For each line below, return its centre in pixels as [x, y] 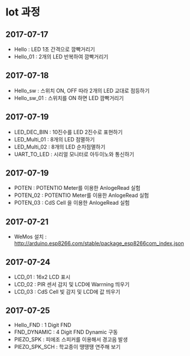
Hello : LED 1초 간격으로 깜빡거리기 [55, 49]
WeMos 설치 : [30, 237]
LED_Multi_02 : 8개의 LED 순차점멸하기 [60, 147]
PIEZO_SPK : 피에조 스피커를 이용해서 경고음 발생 [71, 339]
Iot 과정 [23, 12]
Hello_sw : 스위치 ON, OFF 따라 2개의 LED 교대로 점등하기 [82, 90]
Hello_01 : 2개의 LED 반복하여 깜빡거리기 [61, 56]
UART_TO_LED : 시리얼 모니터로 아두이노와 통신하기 [74, 154]
